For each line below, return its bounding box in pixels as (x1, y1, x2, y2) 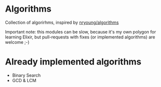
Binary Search (12, 72, 41, 78)
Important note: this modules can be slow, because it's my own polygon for (5, 29, 156, 35)
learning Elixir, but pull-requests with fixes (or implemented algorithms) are (5, 34, 155, 40)
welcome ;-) (5, 39, 30, 45)
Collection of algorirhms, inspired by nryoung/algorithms (5, 19, 119, 25)
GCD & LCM (12, 77, 37, 83)
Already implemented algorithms (5, 56, 141, 68)
